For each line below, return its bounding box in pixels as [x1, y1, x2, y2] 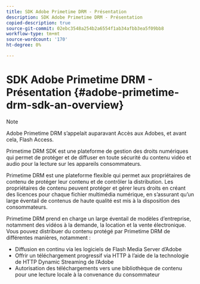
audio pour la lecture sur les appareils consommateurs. [6, 160, 142, 167]
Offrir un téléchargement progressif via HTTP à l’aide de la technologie [14, 252, 189, 259]
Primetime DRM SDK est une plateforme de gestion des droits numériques [6, 147, 189, 155]
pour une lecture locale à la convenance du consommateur [14, 271, 160, 278]
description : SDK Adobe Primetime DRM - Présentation [6, 14, 143, 20]
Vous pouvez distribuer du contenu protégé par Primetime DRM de [6, 227, 170, 234]
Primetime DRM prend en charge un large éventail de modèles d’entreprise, [6, 215, 192, 222]
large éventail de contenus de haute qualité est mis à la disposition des [6, 197, 180, 204]
